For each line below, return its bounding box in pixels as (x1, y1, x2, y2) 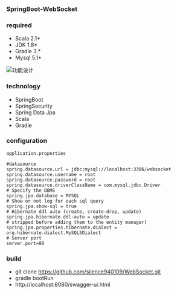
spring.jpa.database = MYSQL (6, 192, 80, 198)
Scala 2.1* (14, 35, 41, 42)
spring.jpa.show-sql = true (6, 203, 77, 209)
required (6, 21, 32, 29)
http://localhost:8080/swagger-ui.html (14, 281, 111, 289)
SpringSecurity (14, 102, 53, 109)
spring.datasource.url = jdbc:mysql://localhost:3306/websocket (6, 166, 172, 172)
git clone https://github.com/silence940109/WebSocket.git (14, 268, 161, 275)
